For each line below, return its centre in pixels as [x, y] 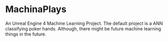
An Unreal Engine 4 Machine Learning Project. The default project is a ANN [84, 23]
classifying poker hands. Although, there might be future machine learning [83, 28]
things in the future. [26, 34]
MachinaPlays [36, 9]
